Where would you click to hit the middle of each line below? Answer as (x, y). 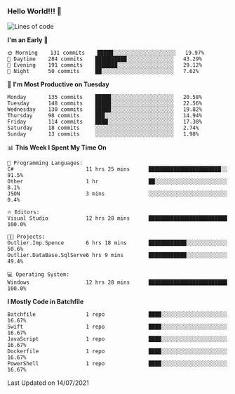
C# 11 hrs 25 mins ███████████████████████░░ (117, 169)
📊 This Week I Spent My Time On (57, 147)
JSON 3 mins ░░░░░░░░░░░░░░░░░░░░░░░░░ (117, 194)
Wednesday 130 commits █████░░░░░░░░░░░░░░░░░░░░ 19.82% (105, 110)
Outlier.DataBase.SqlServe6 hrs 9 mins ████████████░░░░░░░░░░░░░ (117, 256)
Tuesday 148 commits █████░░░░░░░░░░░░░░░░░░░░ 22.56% (105, 104)
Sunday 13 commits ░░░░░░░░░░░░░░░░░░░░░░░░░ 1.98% (103, 134)
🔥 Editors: (23, 212)
